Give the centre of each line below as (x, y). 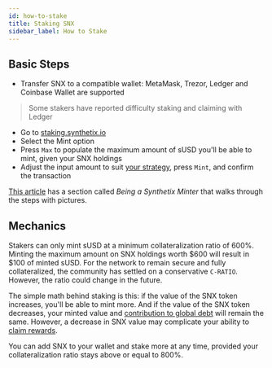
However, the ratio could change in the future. (86, 280)
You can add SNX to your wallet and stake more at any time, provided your (134, 346)
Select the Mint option (57, 141)
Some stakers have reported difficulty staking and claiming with (135, 108)
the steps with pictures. (48, 200)
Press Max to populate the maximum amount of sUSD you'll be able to (136, 150)
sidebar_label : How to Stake (58, 31)
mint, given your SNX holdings (71, 159)
